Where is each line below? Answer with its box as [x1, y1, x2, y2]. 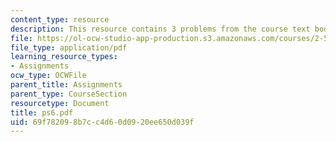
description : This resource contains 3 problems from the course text [10, 24, 311, 34]
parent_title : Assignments [10, 80, 123, 90]
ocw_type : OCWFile [10, 71, 87, 81]
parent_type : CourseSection [10, 89, 128, 99]
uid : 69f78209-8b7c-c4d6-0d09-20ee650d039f [10, 117, 195, 127]
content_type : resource [10, 14, 110, 25]
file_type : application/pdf [10, 42, 128, 53]
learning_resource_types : [10, 52, 118, 62]
